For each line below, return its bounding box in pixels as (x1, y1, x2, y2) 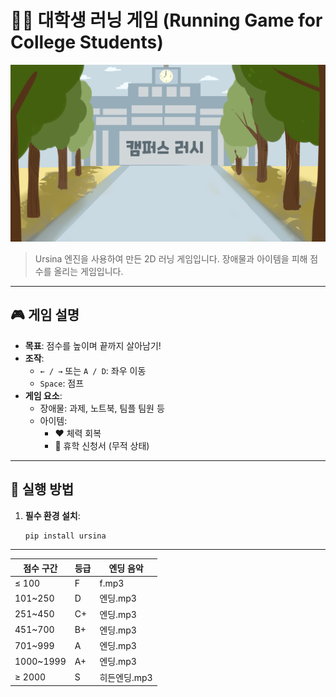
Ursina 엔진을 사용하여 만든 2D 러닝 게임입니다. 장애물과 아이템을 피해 (34, 252, 308, 265)
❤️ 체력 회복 (54, 427, 102, 439)
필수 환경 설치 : (24, 509, 81, 521)
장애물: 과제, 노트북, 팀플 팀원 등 (39, 402, 165, 414)
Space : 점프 (39, 377, 85, 389)
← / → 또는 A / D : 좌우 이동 (39, 364, 147, 376)
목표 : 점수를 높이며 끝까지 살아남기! (24, 339, 162, 351)
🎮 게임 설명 (10, 307, 80, 324)
